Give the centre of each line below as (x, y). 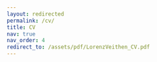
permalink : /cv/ (31, 21)
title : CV (21, 27)
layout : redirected (36, 14)
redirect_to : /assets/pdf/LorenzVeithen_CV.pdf (78, 47)
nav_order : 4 (26, 41)
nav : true (21, 34)
